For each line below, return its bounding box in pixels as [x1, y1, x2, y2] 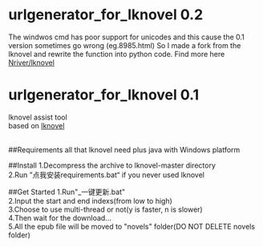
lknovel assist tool [8, 112, 68, 122]
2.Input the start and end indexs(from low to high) [8, 196, 172, 205]
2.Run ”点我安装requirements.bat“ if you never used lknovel [8, 170, 204, 180]
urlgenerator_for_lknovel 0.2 [8, 6, 204, 24]
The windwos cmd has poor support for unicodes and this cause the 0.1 [8, 32, 245, 42]
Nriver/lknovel [8, 58, 55, 67]
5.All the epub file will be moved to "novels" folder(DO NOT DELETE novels [8, 221, 255, 231]
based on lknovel [8, 120, 65, 130]
